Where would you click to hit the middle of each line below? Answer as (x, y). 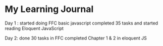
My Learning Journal (49, 9)
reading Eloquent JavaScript (34, 28)
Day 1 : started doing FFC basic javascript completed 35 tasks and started (82, 23)
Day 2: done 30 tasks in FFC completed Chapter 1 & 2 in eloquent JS (76, 38)
